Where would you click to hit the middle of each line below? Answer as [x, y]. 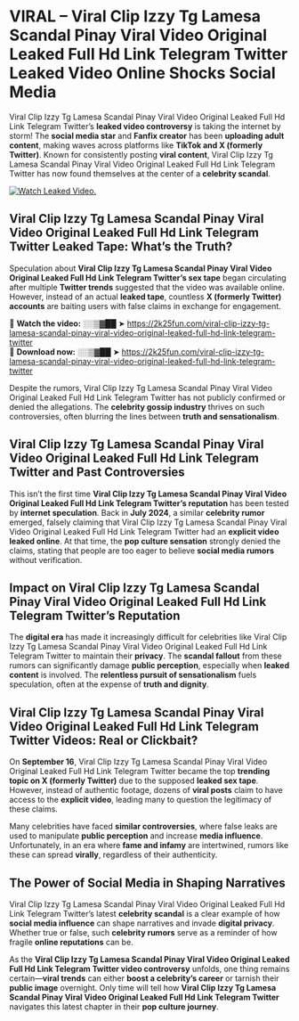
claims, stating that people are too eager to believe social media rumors [141, 551]
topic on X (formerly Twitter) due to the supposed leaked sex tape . [134, 780]
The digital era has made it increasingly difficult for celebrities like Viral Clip [148, 637]
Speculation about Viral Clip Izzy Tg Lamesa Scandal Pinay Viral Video [141, 268]
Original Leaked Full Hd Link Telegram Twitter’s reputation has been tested [149, 503]
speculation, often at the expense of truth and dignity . [109, 684]
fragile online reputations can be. [71, 942]
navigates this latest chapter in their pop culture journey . [114, 1007]
